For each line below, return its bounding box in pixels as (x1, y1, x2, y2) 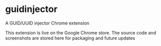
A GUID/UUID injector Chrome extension (5, 20, 90, 26)
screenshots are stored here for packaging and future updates (5, 35, 136, 41)
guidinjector (5, 3, 58, 15)
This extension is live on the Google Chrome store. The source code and (5, 29, 156, 35)
